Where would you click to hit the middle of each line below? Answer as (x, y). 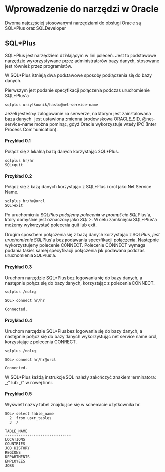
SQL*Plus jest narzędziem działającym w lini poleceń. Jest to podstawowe (81, 55)
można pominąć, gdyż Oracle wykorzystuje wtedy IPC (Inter (95, 124)
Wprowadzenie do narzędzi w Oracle (82, 9)
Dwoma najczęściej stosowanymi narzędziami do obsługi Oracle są (73, 23)
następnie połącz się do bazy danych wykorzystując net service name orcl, (81, 336)
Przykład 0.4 (18, 320)
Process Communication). (32, 129)
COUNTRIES (15, 444)
